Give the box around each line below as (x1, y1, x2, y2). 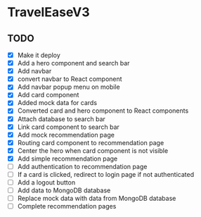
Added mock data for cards (17, 99, 97, 107)
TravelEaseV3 (7, 4, 90, 20)
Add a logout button (17, 178, 76, 187)
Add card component (17, 91, 79, 99)
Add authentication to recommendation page (17, 162, 148, 170)
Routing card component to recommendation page (17, 138, 164, 147)
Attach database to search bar (17, 114, 105, 123)
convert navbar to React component (17, 75, 122, 83)
